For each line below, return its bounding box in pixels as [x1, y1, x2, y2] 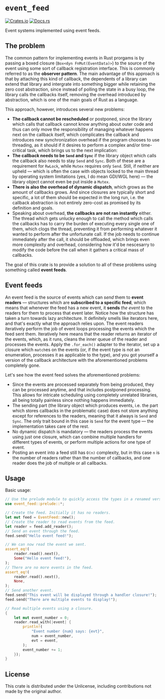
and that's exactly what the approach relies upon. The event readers [5, 320, 143, 326]
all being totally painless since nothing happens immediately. [12, 397, 135, 403]
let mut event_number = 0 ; [14, 615, 69, 620]
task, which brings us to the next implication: [27, 147, 118, 153]
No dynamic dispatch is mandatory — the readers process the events [12, 428, 153, 434]
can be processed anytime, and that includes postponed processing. [12, 386, 152, 392]
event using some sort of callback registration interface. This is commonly [5, 65, 155, 71]
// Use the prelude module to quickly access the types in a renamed [5, 497, 151, 502]
